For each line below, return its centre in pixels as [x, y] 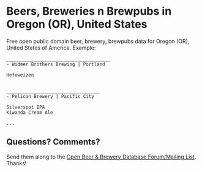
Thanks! [17, 163]
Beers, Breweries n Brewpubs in [89, 11]
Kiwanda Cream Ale [30, 112]
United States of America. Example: [51, 48]
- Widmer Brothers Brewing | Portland [56, 64]
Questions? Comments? [53, 142]
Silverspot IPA [26, 107]
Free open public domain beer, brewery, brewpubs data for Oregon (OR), [98, 41]
